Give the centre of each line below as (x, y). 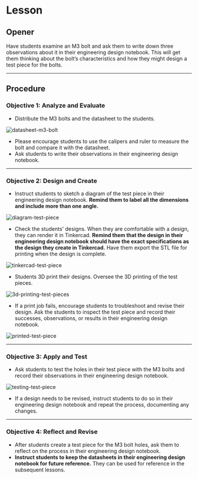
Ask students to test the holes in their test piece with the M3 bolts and (100, 370)
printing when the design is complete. (60, 254)
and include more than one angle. (57, 206)
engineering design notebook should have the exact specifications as (102, 241)
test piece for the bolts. (34, 65)
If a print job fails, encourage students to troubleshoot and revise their (100, 305)
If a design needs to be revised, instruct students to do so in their (94, 398)
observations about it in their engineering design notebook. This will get (93, 52)
